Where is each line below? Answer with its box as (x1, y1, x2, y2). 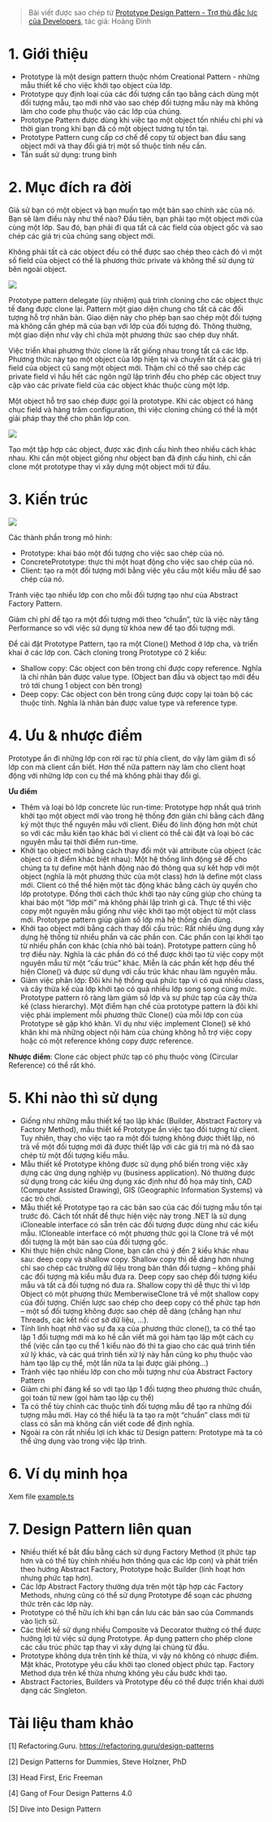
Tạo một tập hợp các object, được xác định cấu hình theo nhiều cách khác (8, 444, 257, 454)
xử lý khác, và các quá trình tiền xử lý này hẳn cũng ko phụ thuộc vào (19, 1349, 253, 1359)
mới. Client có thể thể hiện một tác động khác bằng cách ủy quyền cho (19, 880, 258, 889)
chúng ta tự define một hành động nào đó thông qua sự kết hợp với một (19, 863, 260, 872)
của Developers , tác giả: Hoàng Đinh (28, 16, 152, 26)
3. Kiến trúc (8, 490, 89, 509)
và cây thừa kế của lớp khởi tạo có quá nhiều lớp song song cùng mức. (19, 984, 257, 994)
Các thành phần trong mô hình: (8, 532, 112, 542)
